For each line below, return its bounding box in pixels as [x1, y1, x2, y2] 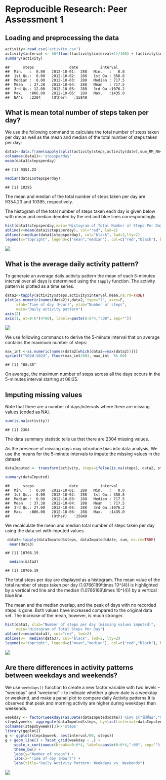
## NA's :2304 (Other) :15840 [5, 95, 87, 100]
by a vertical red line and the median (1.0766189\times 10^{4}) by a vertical [5, 587, 157, 593]
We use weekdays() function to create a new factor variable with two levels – [5, 684, 160, 690]
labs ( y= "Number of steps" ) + [14, 751, 74, 756]
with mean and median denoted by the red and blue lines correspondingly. [5, 213, 157, 219]
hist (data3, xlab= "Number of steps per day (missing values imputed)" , [5, 622, 156, 627]
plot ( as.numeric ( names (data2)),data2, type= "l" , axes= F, [5, 298, 125, 303]
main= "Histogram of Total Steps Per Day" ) [16, 627, 105, 632]
